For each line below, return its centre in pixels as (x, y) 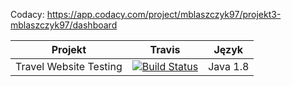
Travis (165, 49)
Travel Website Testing (69, 66)
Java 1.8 (229, 66)
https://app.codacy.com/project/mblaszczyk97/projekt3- (164, 14)
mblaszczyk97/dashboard (64, 25)
